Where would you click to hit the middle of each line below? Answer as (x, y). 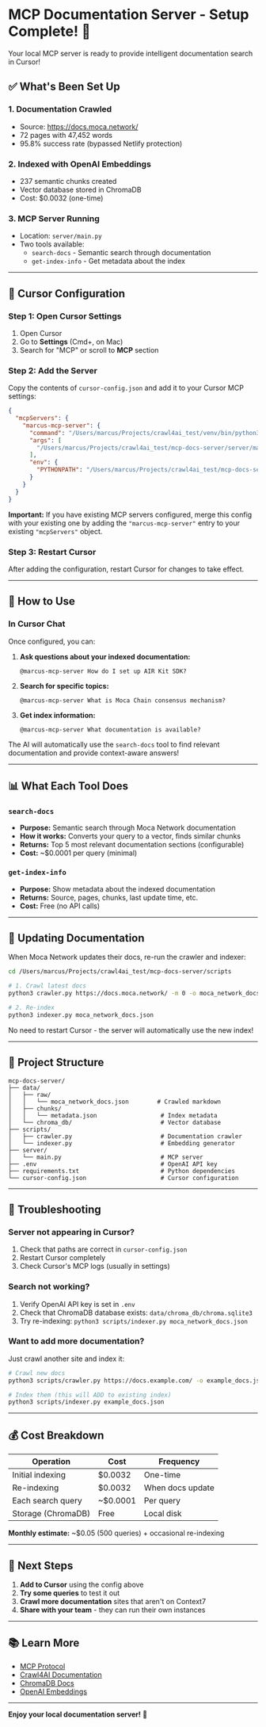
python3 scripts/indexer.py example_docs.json (86, 1402)
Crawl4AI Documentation (61, 1675)
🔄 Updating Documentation (76, 938)
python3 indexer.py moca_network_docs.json (81, 1015)
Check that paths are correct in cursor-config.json (103, 1249)
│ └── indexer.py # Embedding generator (122, 1143)
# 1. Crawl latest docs (47, 986)
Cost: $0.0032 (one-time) (61, 198)
